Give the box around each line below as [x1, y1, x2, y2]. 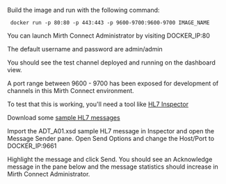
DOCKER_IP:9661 [7, 142, 57, 150]
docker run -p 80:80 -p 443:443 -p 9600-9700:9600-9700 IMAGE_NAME [10, 19, 210, 26]
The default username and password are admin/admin [7, 45, 163, 53]
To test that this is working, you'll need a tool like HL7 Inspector [7, 100, 189, 108]
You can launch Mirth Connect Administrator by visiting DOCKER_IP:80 [7, 31, 210, 40]
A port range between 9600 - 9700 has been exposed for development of [7, 79, 219, 87]
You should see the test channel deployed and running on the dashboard [7, 58, 216, 67]
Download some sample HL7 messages [7, 114, 120, 122]
